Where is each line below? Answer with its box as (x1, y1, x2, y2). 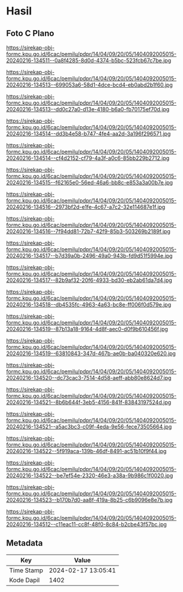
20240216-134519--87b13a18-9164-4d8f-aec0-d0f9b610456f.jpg (6, 326, 169, 332)
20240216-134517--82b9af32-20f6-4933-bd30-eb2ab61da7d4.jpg (6, 276, 172, 284)
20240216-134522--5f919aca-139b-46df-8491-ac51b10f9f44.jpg (6, 448, 167, 454)
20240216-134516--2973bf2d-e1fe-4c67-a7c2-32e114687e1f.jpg (6, 203, 166, 210)
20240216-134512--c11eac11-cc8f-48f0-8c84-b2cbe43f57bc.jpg (6, 521, 167, 528)
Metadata (6, 538, 43, 548)
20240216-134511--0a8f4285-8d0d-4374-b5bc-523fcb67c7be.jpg (6, 57, 172, 64)
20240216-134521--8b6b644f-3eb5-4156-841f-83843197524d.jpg (6, 398, 172, 406)
